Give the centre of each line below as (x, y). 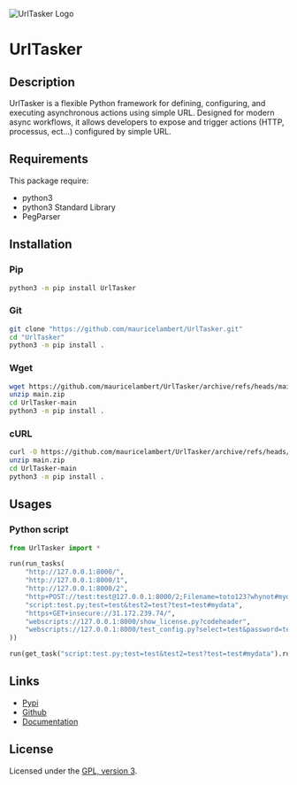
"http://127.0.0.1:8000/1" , (76, 581)
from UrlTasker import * (55, 548)
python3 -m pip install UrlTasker (73, 288)
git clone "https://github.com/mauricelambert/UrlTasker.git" (126, 329)
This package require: (49, 181)
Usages (30, 504)
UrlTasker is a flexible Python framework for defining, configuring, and (137, 103)
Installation (41, 245)
